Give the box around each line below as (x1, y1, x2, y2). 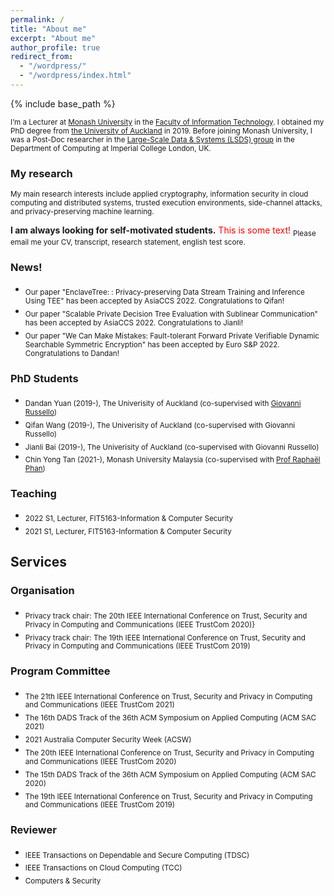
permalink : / (10, 14, 65, 25)
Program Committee (10, 664, 111, 678)
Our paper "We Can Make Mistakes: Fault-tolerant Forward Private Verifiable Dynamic (24, 331, 320, 341)
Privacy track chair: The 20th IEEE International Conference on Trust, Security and (24, 611, 308, 621)
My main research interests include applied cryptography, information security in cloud (10, 189, 309, 200)
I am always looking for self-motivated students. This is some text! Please (10, 224, 317, 238)
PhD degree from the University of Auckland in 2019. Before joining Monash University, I (10, 126, 313, 136)
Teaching (10, 487, 57, 501)
